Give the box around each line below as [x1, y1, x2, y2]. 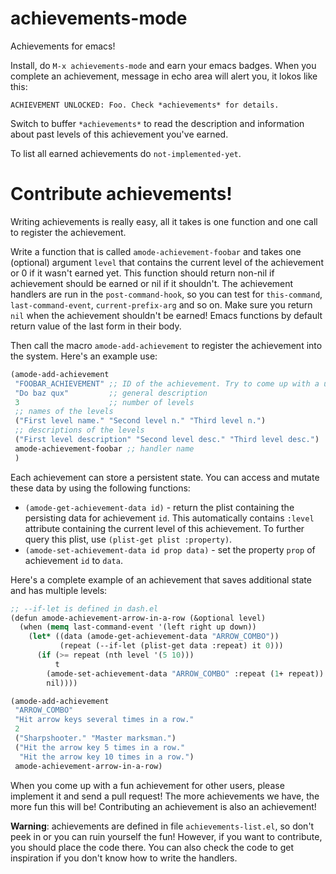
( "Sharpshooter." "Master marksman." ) [14, 733, 177, 743]
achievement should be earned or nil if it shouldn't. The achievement [10, 277, 294, 289]
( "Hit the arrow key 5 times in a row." [14, 742, 186, 752]
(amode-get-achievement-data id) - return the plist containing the [24, 501, 295, 513]
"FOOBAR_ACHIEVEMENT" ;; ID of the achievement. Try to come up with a [14, 378, 320, 389]
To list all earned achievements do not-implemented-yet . [10, 147, 242, 159]
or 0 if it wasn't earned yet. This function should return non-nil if [10, 267, 275, 279]
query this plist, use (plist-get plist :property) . [24, 533, 233, 545]
